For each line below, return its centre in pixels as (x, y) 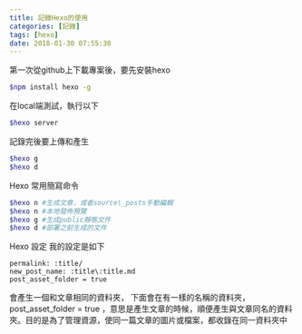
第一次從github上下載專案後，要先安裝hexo (90, 70)
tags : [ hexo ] (34, 34)
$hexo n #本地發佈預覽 (48, 211)
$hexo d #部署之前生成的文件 (58, 228)
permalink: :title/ (46, 264)
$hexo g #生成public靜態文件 (60, 220)
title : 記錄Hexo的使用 (49, 18)
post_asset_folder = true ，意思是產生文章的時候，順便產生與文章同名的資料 (151, 309)
